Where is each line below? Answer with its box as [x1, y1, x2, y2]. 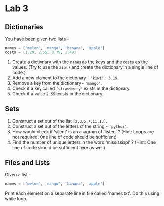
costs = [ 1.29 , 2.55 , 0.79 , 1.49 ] [5, 50, 77, 55]
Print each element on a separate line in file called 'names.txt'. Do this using [5, 190, 160, 196]
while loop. [5, 196, 28, 202]
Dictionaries [5, 23, 43, 31]
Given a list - [5, 172, 31, 178]
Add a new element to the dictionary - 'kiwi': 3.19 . [12, 75, 119, 81]
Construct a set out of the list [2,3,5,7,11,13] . [12, 118, 108, 124]
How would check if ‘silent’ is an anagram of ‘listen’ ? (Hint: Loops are [12, 128, 154, 134]
